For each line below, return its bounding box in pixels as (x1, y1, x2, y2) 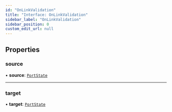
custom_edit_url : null (5, 26, 54, 32)
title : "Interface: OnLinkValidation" (5, 12, 88, 17)
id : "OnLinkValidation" (5, 7, 56, 13)
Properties (5, 45, 40, 54)
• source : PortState (5, 72, 48, 78)
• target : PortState (5, 101, 46, 107)
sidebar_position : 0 (5, 21, 50, 27)
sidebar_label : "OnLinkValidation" (5, 17, 81, 22)
